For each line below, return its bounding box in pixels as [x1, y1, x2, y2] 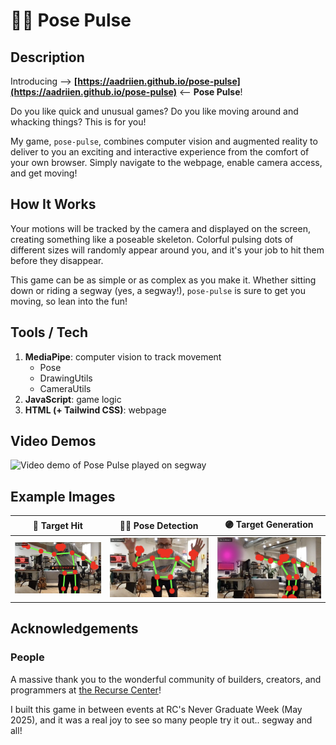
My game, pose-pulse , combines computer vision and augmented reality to [10, 135, 318, 147]
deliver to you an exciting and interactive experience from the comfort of [10, 146, 310, 158]
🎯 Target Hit [32, 520, 83, 532]
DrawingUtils [39, 372, 93, 384]
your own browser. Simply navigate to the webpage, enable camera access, [10, 157, 323, 168]
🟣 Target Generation [224, 518, 314, 530]
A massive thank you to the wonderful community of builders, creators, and [10, 673, 322, 685]
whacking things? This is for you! [10, 116, 147, 128]
